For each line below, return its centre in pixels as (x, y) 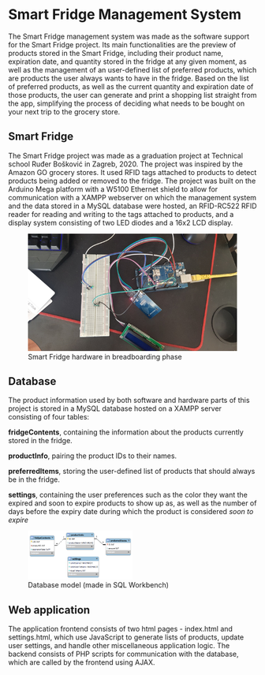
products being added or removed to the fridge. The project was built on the (132, 181)
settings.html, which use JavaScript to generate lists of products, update (126, 637)
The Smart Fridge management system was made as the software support (129, 36)
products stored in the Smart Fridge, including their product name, (116, 53)
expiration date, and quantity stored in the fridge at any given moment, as (127, 62)
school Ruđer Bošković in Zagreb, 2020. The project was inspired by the (125, 164)
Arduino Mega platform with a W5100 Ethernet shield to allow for (113, 189)
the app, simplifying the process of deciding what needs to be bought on (127, 103)
